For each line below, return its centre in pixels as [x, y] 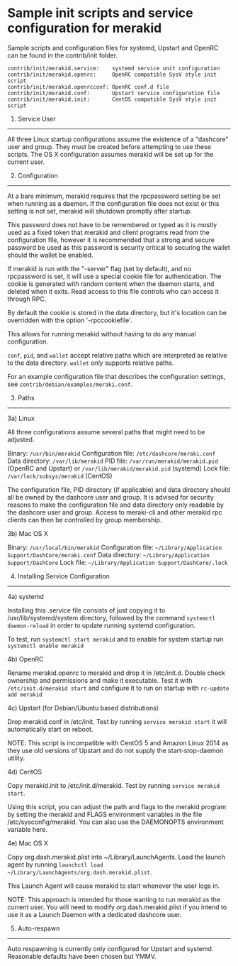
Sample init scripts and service [100, 13]
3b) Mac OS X [28, 533]
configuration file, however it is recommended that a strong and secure [111, 240]
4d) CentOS [25, 772]
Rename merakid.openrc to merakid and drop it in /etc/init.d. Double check [116, 673]
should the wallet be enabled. [50, 255]
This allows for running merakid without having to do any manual [102, 334]
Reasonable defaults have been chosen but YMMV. [82, 956]
